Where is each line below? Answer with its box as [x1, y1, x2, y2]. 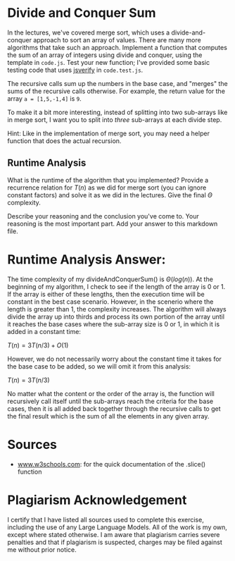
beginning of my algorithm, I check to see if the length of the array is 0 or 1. [7, 282, 226, 290]
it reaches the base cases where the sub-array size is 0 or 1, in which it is [7, 319, 220, 328]
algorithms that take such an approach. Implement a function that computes [7, 43, 227, 51]
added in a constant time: [7, 327, 81, 335]
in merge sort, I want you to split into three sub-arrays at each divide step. [7, 115, 222, 124]
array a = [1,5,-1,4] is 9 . [7, 94, 82, 103]
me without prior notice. [7, 545, 77, 554]
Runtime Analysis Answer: [7, 252, 166, 267]
